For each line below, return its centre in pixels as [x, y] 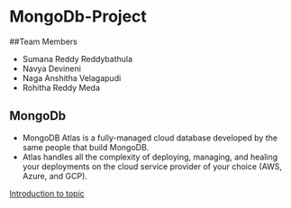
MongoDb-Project [78, 17]
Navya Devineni [51, 68]
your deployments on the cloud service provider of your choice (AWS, [152, 166]
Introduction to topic [47, 193]
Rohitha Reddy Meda [61, 87]
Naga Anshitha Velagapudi [72, 77]
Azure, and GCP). [55, 176]
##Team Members [44, 41]
